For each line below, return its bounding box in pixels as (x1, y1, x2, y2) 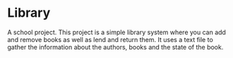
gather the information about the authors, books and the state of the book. (7, 43, 224, 51)
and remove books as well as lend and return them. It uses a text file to (7, 35, 213, 43)
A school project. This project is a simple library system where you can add (7, 28, 226, 36)
